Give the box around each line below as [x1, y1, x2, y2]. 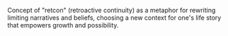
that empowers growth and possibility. [7, 21, 119, 29]
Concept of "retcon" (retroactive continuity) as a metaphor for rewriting [7, 6, 216, 14]
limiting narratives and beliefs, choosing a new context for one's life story [7, 13, 222, 22]
